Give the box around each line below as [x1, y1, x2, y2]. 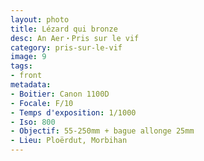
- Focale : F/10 [10, 98, 74, 108]
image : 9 [10, 52, 47, 62]
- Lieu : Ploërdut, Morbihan [10, 136, 128, 146]
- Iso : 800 [10, 117, 56, 127]
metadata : [10, 80, 52, 90]
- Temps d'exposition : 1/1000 [10, 107, 137, 118]
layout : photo [10, 14, 70, 25]
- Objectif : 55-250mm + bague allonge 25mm [10, 126, 195, 136]
